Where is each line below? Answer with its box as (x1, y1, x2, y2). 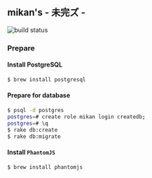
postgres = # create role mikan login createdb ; (7, 113, 146, 121)
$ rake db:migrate (7, 132, 61, 140)
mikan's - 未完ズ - (7, 6, 86, 19)
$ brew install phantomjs (7, 163, 83, 170)
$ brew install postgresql (7, 76, 86, 83)
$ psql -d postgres (7, 107, 64, 114)
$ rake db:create (7, 126, 58, 133)
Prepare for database (7, 91, 71, 100)
